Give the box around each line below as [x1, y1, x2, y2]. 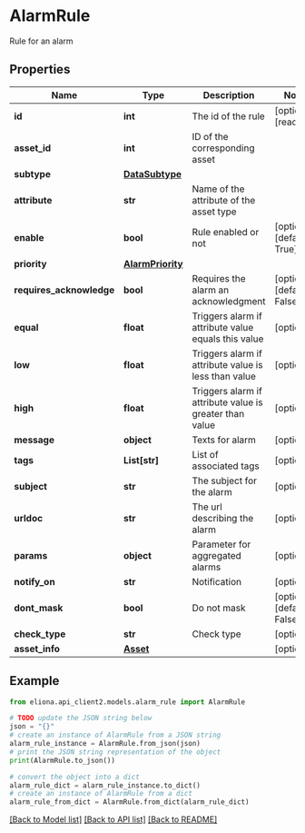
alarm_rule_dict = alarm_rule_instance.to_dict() [9, 780, 202, 790]
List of [192, 448, 220, 461]
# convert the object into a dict [9, 772, 141, 781]
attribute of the [192, 193, 256, 206]
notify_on [14, 575, 56, 588]
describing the [192, 511, 254, 524]
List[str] [123, 453, 160, 466]
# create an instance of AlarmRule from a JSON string [9, 730, 221, 740]
